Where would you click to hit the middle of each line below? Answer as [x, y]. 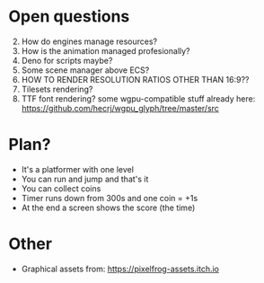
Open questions [69, 17]
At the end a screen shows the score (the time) [108, 208]
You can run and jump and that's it [85, 179]
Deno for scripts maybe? [67, 60]
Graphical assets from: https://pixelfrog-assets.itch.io [120, 269]
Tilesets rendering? [57, 89]
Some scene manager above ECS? [85, 70]
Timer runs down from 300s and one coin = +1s [110, 198]
